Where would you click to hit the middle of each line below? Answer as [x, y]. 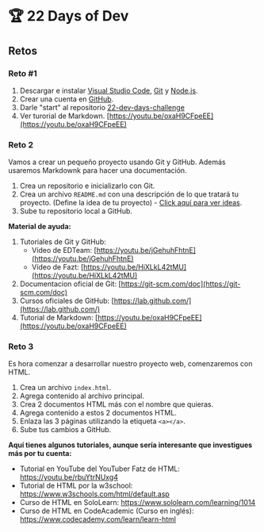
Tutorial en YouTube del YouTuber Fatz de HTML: [100, 469]
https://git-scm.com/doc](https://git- [181, 284]
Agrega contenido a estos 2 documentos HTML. [98, 413]
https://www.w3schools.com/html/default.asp [95, 494]
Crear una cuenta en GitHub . [67, 99]
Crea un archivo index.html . [65, 388]
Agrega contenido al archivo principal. [82, 396]
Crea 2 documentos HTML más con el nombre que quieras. [117, 404]
